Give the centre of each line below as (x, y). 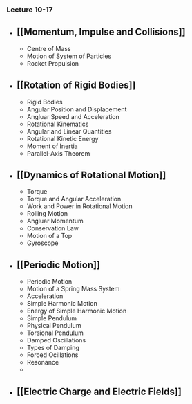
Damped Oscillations (56, 340)
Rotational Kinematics (58, 124)
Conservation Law (52, 228)
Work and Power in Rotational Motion (79, 206)
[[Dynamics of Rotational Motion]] (91, 175)
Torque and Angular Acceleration (74, 199)
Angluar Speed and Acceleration (73, 116)
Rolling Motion (47, 214)
